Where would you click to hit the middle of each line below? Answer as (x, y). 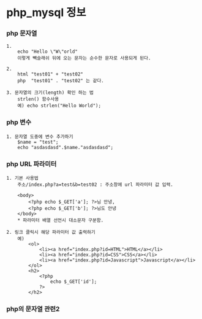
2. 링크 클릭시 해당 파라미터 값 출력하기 (51, 233)
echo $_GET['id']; (73, 282)
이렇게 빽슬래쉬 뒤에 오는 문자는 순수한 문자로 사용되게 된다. (84, 58)
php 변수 (19, 122)
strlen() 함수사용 (38, 99)
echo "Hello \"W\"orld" (48, 52)
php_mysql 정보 (47, 13)
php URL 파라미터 (32, 164)
